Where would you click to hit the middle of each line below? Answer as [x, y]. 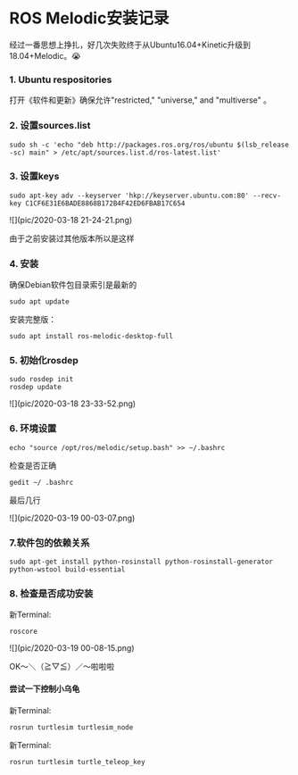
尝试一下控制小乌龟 [45, 688]
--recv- [267, 196]
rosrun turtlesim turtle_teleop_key [77, 762]
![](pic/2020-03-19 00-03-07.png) [72, 518]
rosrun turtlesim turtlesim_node [71, 727]
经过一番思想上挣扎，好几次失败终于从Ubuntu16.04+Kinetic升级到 [130, 45]
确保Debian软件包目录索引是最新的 [73, 285]
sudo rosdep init [41, 379]
